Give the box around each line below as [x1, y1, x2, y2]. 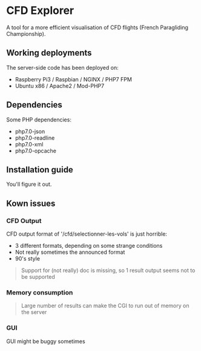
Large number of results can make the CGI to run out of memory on [21, 302, 189, 310]
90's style [15, 255, 41, 262]
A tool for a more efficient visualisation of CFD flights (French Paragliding [6, 24, 189, 31]
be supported [21, 273, 56, 281]
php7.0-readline [15, 134, 55, 141]
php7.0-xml [15, 140, 44, 148]
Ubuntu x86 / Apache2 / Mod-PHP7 [15, 82, 105, 89]
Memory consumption [6, 288, 73, 296]
